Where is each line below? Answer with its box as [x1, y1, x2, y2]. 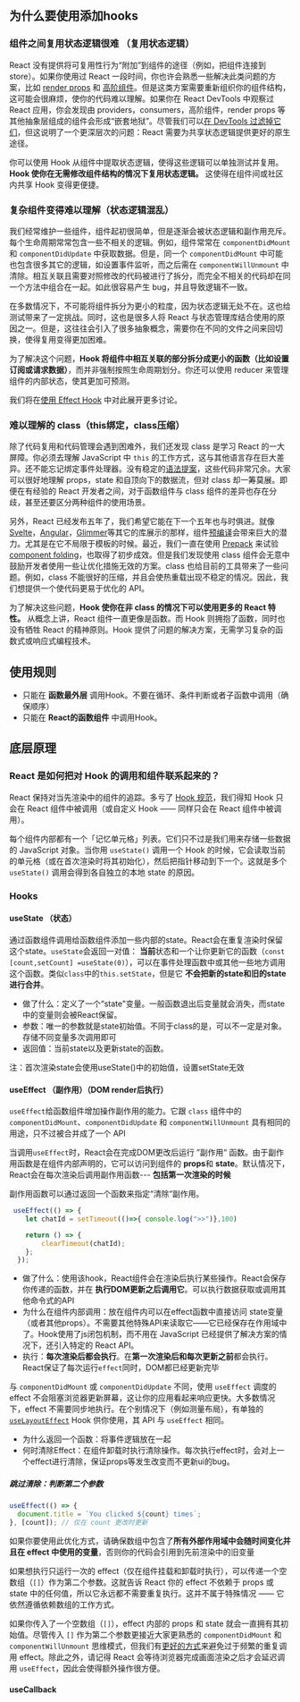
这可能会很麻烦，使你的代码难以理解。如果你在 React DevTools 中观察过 [9, 93, 275, 104]
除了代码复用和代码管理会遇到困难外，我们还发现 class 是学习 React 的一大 [9, 441, 286, 452]
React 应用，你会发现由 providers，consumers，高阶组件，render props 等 [9, 104, 286, 114]
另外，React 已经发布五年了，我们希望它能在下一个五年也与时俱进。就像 [9, 516, 275, 527]
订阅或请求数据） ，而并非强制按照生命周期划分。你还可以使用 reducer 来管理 [9, 364, 289, 375]
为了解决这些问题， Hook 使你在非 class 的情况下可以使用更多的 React [9, 602, 266, 613]
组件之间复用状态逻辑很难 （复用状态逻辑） [9, 38, 195, 50]
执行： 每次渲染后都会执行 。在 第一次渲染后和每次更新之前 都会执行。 [21, 1351, 273, 1362]
